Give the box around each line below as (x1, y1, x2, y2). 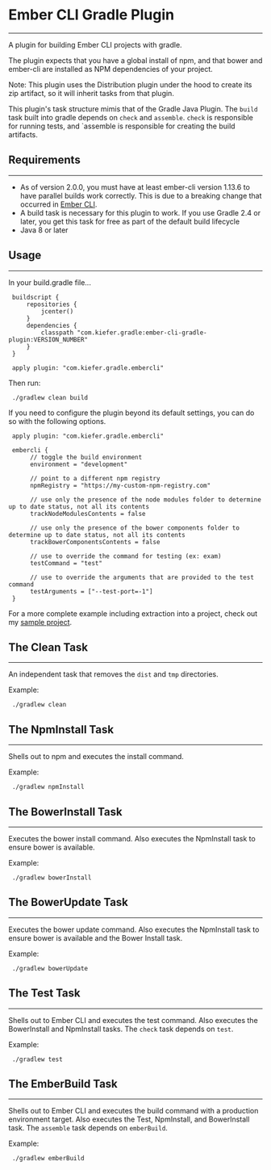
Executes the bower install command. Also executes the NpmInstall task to (8, 834, 256, 843)
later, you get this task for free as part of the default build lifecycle (19, 216, 240, 226)
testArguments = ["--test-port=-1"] (29, 587, 153, 595)
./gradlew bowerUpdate (11, 964, 89, 972)
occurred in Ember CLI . (19, 199, 98, 209)
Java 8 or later (19, 224, 69, 235)
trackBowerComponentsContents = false (29, 538, 161, 546)
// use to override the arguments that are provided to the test (29, 573, 254, 581)
